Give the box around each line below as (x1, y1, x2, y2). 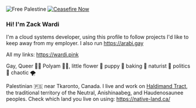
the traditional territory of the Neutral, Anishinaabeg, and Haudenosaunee (6, 89, 184, 96)
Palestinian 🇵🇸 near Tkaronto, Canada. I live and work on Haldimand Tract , (6, 83, 188, 90)
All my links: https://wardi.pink (6, 51, 79, 58)
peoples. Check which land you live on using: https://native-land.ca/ (6, 96, 171, 103)
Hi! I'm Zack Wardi (6, 20, 60, 28)
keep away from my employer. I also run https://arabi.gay (6, 40, 144, 47)
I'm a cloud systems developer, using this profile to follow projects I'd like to (6, 33, 189, 41)
